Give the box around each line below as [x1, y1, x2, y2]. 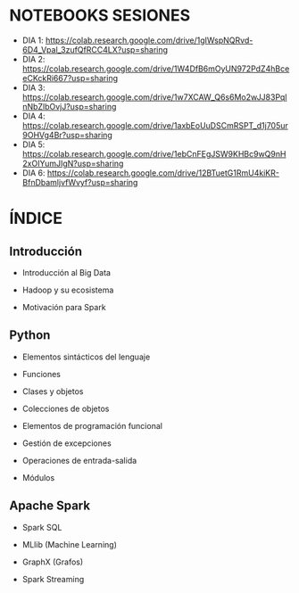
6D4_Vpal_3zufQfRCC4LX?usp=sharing [21, 44, 168, 54]
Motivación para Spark [21, 301, 106, 312]
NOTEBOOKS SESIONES [9, 5, 191, 26]
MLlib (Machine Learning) [21, 539, 118, 549]
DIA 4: [21, 111, 46, 121]
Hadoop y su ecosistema [21, 284, 114, 295]
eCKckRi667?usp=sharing [21, 72, 119, 83]
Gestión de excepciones [21, 438, 112, 449]
